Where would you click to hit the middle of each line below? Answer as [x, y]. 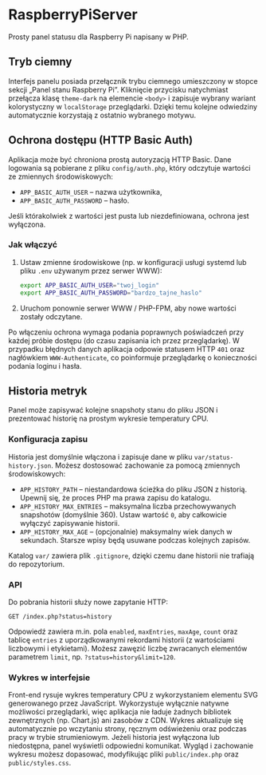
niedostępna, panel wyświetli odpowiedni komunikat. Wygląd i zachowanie [131, 746]
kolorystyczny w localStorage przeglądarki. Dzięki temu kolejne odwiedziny [133, 106]
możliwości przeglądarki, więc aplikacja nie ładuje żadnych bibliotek [120, 712]
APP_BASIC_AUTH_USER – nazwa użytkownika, [91, 192]
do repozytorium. [37, 563]
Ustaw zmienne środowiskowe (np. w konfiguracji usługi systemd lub [133, 262]
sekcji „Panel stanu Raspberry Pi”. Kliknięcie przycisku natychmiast [118, 89]
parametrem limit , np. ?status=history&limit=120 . [92, 657]
